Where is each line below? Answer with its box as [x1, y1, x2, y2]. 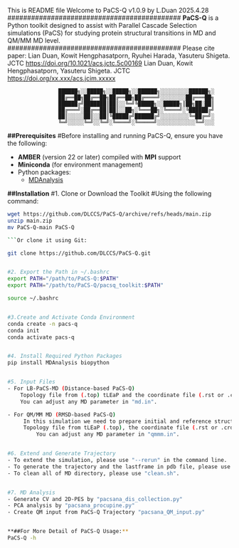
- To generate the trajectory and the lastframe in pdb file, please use [7, 463, 231, 470]
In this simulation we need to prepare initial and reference [23, 418, 212, 425]
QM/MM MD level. [7, 36, 60, 45]
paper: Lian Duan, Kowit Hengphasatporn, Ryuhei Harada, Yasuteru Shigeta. [7, 51, 230, 60]
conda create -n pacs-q [7, 320, 78, 327]
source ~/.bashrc [7, 295, 59, 302]
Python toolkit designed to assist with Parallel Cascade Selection [7, 21, 197, 29]
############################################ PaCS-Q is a [7, 14, 219, 22]
